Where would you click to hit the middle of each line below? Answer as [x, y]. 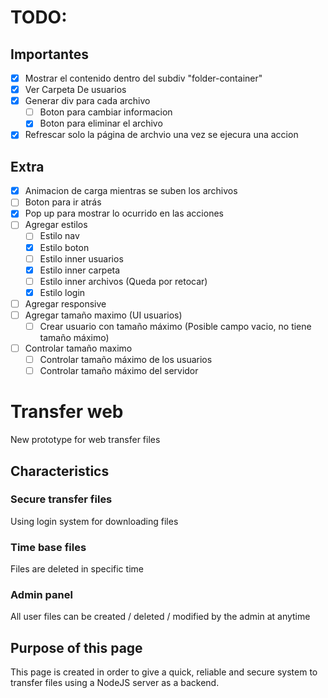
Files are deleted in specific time [77, 569]
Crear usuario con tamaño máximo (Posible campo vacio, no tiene [175, 326]
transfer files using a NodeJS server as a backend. [115, 683]
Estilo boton [64, 247]
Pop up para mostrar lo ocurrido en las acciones [124, 213]
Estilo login [62, 292]
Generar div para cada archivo [87, 101]
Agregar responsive [65, 303]
